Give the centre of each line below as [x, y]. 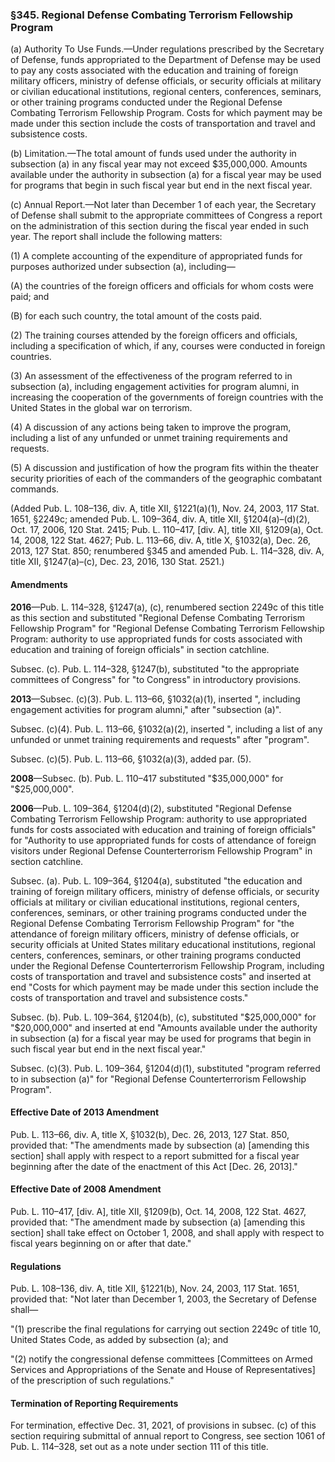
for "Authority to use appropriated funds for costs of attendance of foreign [163, 840]
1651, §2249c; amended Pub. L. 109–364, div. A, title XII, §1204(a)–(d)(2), [160, 519]
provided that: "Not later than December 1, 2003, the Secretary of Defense [163, 1299]
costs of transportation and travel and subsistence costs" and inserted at [161, 976]
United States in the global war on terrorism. [101, 408]
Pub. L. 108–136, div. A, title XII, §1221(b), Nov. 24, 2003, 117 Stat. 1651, [155, 1289]
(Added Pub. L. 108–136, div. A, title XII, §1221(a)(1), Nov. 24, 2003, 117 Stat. [165, 509]
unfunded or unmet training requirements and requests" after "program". [160, 739]
